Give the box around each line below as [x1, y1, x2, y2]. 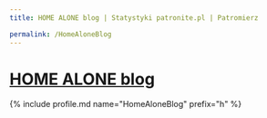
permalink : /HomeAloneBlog [9, 29, 112, 39]
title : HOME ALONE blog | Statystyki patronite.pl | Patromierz [9, 13, 259, 23]
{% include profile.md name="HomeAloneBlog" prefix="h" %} [9, 99, 242, 110]
